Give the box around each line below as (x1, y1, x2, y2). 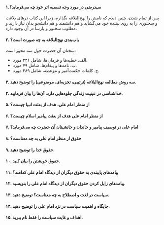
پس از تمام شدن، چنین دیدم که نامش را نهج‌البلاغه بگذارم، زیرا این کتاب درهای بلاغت (5, 15, 160, 21)
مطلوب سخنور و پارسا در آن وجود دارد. (5, 25, 77, 32)
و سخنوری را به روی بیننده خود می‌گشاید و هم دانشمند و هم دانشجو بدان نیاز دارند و (5, 20, 158, 26)
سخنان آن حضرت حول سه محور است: (5, 47, 76, 54)
